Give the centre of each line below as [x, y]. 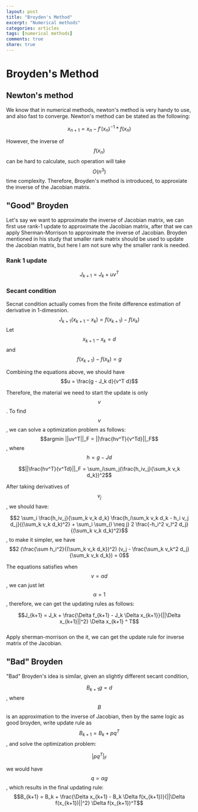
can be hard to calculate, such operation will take [66, 161]
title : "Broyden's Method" [39, 17]
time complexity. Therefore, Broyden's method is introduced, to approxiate [97, 180]
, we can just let [25, 585]
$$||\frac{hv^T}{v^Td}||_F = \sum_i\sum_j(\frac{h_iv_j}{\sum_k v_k [99, 469]
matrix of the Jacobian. [34, 643]
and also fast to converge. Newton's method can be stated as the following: [98, 116]
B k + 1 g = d [99, 688]
